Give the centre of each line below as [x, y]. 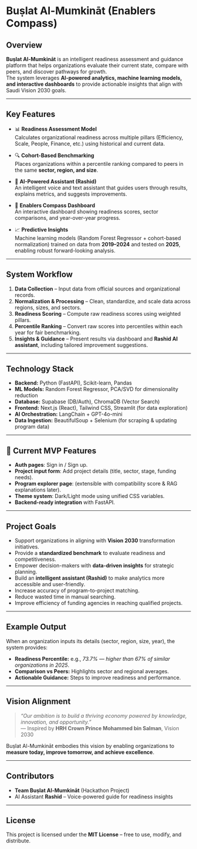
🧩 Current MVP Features [51, 451]
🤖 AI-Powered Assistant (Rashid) [55, 181]
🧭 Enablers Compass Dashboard [55, 205]
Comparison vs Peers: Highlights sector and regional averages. [92, 671]
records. [25, 295]
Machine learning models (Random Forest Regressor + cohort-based [98, 238]
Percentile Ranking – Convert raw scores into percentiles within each [98, 326]
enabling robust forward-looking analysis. [65, 250]
